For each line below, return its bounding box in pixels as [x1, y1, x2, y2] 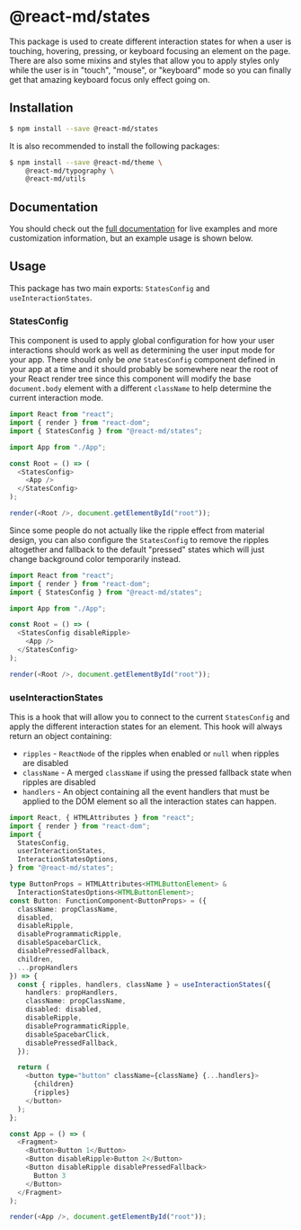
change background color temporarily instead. [9, 553, 181, 564]
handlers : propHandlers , [25, 988, 119, 997]
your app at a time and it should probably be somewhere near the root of [9, 364, 279, 375]
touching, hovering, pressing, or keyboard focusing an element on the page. [9, 45, 291, 56]
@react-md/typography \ [25, 166, 115, 175]
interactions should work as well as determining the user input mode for [9, 344, 276, 356]
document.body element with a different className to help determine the [9, 383, 272, 394]
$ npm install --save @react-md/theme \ [9, 157, 164, 167]
